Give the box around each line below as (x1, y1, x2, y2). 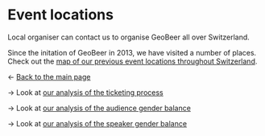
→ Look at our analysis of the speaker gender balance (7, 118, 187, 128)
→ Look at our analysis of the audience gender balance (7, 103, 191, 113)
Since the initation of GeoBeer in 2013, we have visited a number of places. (7, 47, 257, 57)
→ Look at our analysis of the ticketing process (7, 87, 164, 97)
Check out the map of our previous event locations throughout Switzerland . (7, 56, 258, 66)
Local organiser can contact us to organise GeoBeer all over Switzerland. (7, 32, 251, 42)
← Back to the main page (7, 72, 91, 81)
